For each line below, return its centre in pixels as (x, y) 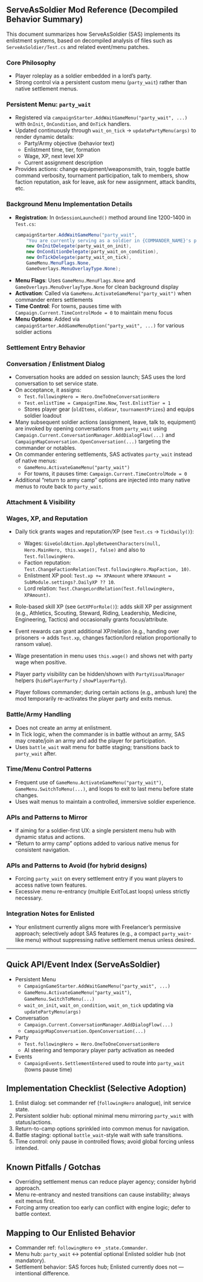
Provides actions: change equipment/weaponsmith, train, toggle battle (102, 169)
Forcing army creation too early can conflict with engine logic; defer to (103, 1207)
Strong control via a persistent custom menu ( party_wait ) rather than (101, 82)
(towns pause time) (48, 1069)
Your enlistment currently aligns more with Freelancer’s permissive (98, 927)
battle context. (33, 1214)
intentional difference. (42, 1273)
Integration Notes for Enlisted (50, 913)
